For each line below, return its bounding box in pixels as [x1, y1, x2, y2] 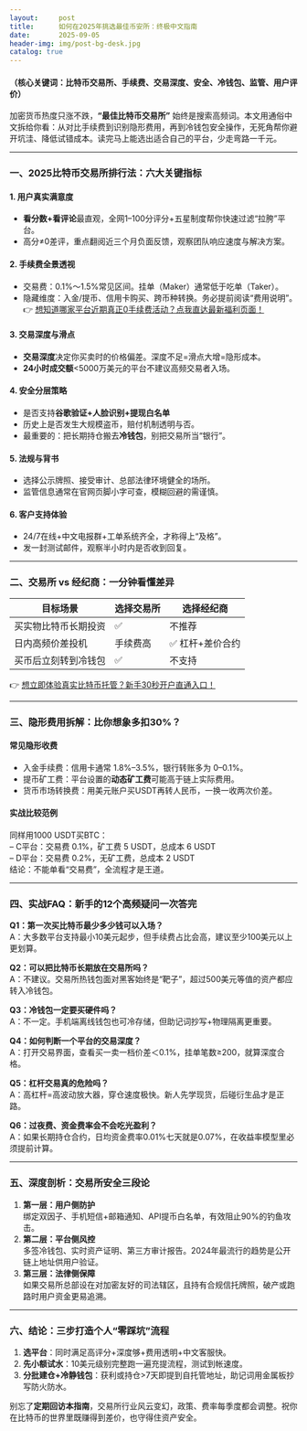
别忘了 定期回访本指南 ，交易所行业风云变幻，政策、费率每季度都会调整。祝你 [9, 1400, 298, 1411]
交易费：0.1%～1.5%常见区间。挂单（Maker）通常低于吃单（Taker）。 [22, 281, 284, 292]
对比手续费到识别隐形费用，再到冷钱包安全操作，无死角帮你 [65, 122, 290, 133]
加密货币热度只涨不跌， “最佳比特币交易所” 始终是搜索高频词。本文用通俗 [9, 111, 285, 122]
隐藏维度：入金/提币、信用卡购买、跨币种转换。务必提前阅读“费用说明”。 [22, 292, 298, 303]
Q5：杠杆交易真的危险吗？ [9, 1078, 110, 1089]
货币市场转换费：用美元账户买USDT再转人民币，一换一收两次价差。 [22, 785, 277, 796]
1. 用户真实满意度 [9, 191, 74, 202]
